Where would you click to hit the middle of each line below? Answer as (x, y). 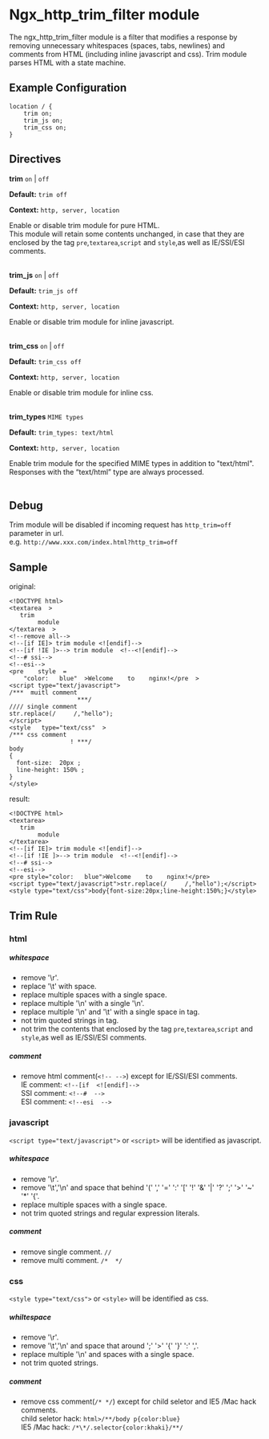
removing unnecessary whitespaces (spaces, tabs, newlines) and (117, 45)
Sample (28, 567)
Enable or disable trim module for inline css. (82, 392)
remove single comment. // (66, 1252)
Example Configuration (68, 88)
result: (20, 799)
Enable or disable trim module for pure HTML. (84, 225)
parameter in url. (36, 533)
